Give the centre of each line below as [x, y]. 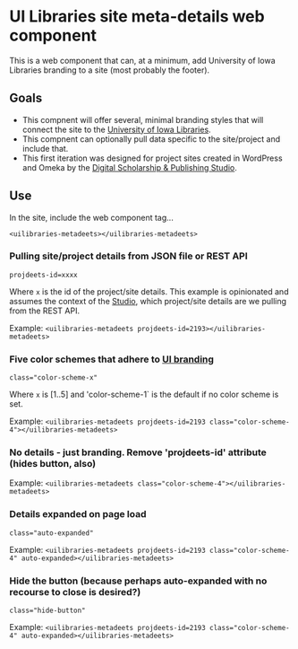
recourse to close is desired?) [75, 592]
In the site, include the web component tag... [92, 217]
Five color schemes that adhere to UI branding [112, 359]
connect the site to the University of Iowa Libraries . [117, 129]
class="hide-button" [48, 611]
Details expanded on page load [78, 514]
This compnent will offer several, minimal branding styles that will [143, 119]
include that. [45, 148]
